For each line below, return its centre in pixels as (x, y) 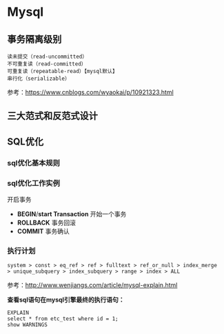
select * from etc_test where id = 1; (63, 319)
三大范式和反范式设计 (52, 116)
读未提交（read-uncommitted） (47, 56)
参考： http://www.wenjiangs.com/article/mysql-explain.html (92, 285)
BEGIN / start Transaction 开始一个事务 (72, 214)
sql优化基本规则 (34, 163)
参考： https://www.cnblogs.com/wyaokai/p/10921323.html (90, 92)
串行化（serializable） (39, 79)
